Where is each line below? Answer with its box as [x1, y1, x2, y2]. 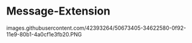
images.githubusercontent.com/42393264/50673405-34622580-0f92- [6, 24, 187, 31]
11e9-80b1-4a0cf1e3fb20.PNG [6, 30, 82, 38]
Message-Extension [6, 4, 111, 18]
